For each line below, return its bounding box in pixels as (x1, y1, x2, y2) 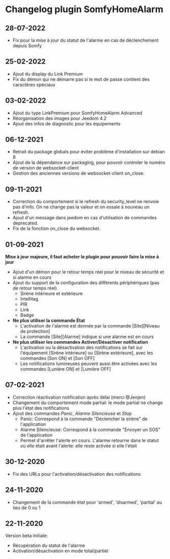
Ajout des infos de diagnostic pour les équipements (12, 120, 121, 126)
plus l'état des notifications (12, 405, 70, 411)
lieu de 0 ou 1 (12, 504, 41, 511)
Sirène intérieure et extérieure (20, 290, 83, 297)
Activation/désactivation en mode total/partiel (12, 548, 109, 554)
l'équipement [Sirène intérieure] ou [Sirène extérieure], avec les (20, 350, 153, 356)
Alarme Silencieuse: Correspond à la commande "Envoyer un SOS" (20, 426, 161, 433)
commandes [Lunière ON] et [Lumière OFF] (20, 366, 111, 372)
